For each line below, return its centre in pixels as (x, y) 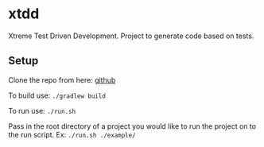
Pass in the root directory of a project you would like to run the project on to (132, 126)
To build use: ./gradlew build (57, 95)
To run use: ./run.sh (42, 110)
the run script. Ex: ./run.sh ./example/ (72, 134)
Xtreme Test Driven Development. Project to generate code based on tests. (131, 36)
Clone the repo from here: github (62, 79)
